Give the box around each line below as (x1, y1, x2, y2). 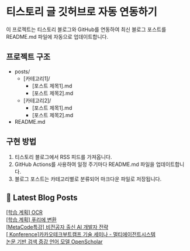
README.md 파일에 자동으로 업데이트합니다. (6, 33, 109, 40)
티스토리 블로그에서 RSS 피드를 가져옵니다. (14, 153, 112, 160)
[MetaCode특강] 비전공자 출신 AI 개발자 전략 (6, 223, 109, 230)
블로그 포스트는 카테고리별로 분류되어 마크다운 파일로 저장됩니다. (14, 175, 162, 182)
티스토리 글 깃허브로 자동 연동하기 (6, 5, 157, 19)
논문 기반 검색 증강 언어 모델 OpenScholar (6, 238, 103, 245)
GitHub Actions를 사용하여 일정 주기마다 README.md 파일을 (14, 161, 155, 168)
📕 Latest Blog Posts (6, 192, 78, 202)
